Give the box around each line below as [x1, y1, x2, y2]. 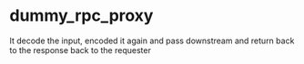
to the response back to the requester [9, 44, 152, 55]
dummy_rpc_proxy [9, 5, 154, 26]
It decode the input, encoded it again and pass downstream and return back [9, 35, 295, 46]
